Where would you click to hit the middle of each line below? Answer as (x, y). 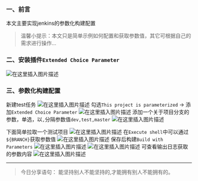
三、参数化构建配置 (33, 91)
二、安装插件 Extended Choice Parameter (63, 60)
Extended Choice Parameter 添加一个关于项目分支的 (100, 112)
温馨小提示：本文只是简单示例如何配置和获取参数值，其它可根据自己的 (106, 36)
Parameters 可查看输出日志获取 (97, 146)
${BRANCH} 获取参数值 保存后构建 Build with (85, 139)
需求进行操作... (38, 43)
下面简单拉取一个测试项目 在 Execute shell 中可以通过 (97, 131)
